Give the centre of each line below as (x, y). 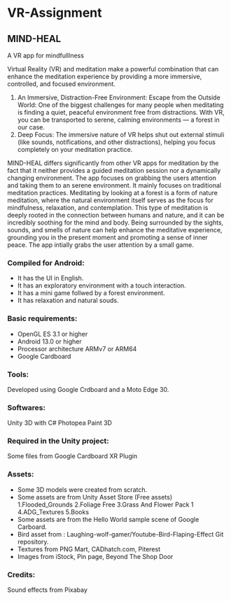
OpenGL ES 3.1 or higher (52, 334)
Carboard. (32, 527)
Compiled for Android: (46, 262)
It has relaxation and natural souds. (68, 300)
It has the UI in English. (50, 278)
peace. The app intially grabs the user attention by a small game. (100, 245)
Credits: (21, 574)
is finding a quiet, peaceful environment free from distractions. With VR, (121, 112)
